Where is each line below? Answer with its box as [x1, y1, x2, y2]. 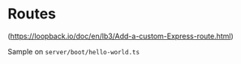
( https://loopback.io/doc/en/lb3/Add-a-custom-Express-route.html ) [7, 31, 235, 41]
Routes [7, 5, 56, 23]
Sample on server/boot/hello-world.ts [7, 46, 140, 56]
